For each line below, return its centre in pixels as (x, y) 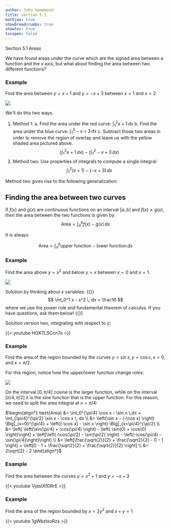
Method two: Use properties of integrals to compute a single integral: (85, 161)
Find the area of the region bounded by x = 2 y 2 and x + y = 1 (69, 511)
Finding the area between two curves (66, 197)
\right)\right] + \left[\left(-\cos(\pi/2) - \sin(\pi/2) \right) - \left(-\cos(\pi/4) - (83, 434)
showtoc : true (20, 29)
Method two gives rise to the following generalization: (62, 181)
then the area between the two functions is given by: (61, 215)
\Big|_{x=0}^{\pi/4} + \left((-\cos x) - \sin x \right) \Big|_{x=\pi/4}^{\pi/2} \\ (82, 424)
